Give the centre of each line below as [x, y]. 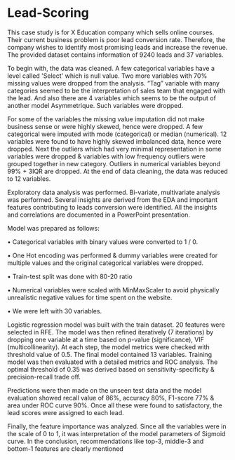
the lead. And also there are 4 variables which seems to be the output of [112, 98]
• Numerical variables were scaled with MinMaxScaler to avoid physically [113, 290]
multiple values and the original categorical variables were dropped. [106, 263]
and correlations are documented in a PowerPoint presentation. [99, 215]
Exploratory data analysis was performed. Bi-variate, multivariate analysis [114, 192]
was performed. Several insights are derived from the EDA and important [112, 199]
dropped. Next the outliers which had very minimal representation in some [114, 149]
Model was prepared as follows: [53, 228]
